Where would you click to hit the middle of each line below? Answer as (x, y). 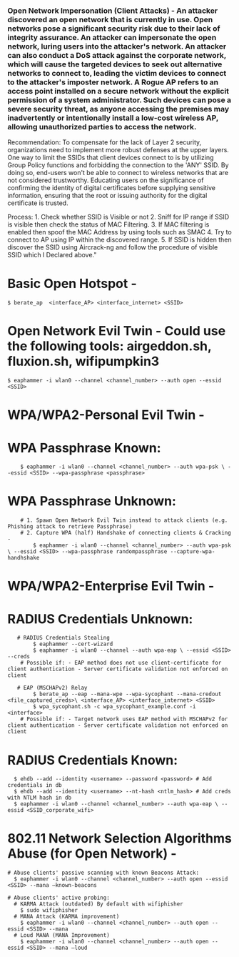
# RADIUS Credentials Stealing (63, 638)
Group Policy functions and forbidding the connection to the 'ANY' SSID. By (118, 165)
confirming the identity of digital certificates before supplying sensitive (112, 188)
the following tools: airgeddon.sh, (110, 346)
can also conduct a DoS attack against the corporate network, (117, 55)
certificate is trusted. (38, 203)
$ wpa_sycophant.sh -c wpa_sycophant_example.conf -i (115, 707)
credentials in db (35, 785)
